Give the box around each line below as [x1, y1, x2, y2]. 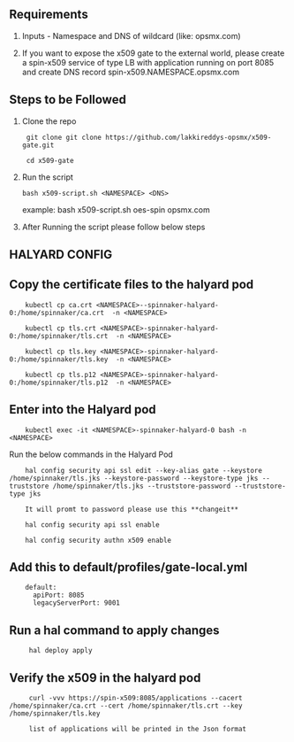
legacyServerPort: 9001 [32, 599, 121, 607]
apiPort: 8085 [32, 591, 86, 600]
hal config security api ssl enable [25, 520, 161, 529]
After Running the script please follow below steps [21, 221, 206, 232]
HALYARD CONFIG [9, 247, 113, 262]
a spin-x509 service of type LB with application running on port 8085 [21, 57, 275, 67]
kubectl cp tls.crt [25, 323, 97, 333]
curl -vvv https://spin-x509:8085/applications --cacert [28, 694, 243, 703]
